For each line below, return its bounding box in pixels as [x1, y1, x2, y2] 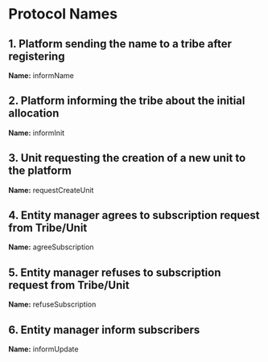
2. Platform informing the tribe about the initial [8, 94, 245, 108]
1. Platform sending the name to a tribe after [8, 37, 232, 51]
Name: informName [8, 71, 74, 80]
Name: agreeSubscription [8, 242, 94, 252]
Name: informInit [8, 128, 65, 138]
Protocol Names [8, 5, 118, 23]
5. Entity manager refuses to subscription [8, 265, 221, 279]
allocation [8, 106, 60, 121]
